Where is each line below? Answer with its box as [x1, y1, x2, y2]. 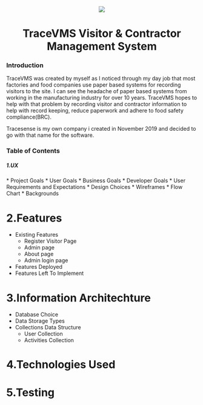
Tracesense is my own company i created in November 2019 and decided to [6, 125, 196, 133]
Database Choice [15, 311, 59, 318]
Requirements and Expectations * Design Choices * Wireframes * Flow [6, 183, 183, 191]
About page [24, 251, 54, 258]
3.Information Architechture [6, 291, 151, 305]
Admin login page [24, 257, 68, 264]
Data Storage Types [15, 317, 65, 324]
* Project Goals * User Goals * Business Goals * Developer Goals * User [6, 177, 186, 184]
